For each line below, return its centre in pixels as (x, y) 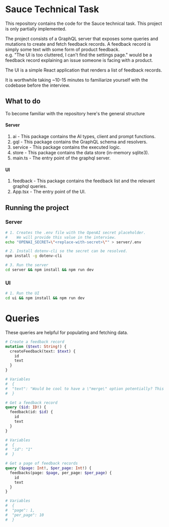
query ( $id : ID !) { (26, 407)
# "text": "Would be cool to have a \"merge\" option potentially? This (85, 389)
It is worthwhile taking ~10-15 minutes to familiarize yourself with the (77, 80)
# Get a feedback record (31, 403)
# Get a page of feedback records (42, 464)
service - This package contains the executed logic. (67, 147)
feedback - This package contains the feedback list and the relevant (84, 181)
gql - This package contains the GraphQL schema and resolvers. (80, 142)
